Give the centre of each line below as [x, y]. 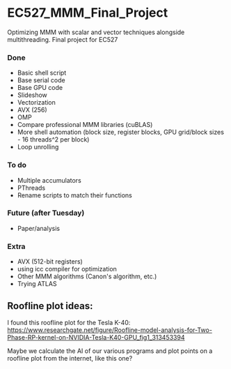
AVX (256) [32, 110]
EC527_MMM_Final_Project [88, 13]
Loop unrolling [38, 147]
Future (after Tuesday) [46, 213]
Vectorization [36, 103]
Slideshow [32, 95]
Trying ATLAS [37, 284]
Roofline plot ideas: [50, 306]
